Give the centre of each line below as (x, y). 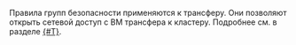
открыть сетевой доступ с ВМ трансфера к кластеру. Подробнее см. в (143, 22)
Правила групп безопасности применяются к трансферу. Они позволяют (148, 13)
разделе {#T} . (35, 31)
